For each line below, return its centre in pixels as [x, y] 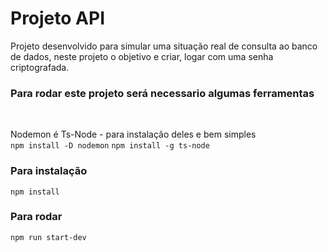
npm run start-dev [48, 237]
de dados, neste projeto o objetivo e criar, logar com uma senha [142, 56]
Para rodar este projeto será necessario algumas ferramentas [162, 93]
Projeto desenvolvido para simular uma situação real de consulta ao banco [164, 46]
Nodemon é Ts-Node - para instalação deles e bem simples [133, 134]
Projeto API [57, 18]
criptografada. [40, 67]
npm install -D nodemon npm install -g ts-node [110, 146]
